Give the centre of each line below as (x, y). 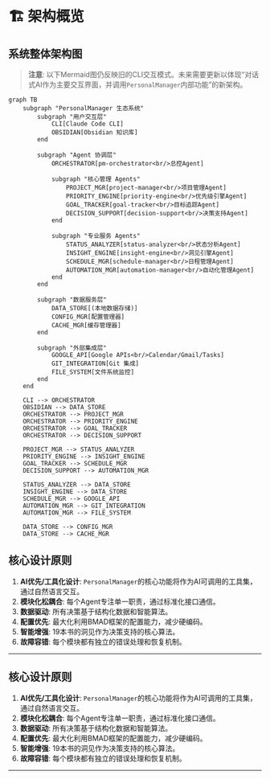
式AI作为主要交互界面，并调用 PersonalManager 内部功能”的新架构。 (137, 84)
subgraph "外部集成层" (72, 348)
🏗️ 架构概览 (46, 16)
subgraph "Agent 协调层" (77, 155)
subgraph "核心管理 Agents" (96, 179)
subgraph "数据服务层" (72, 300)
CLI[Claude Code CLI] (88, 124)
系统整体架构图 (45, 53)
